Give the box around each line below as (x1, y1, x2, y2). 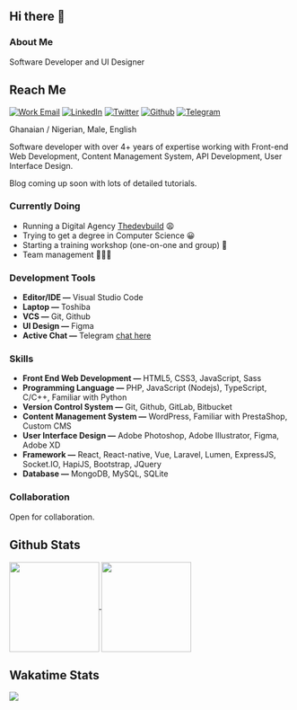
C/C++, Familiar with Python (22, 392, 127, 403)
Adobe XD (22, 439, 61, 450)
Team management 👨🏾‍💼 (22, 249, 112, 260)
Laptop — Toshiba (22, 302, 92, 313)
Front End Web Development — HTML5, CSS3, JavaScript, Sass (22, 373, 262, 384)
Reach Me (9, 83, 66, 98)
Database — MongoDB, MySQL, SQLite (22, 468, 169, 479)
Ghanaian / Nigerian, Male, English (9, 123, 137, 135)
